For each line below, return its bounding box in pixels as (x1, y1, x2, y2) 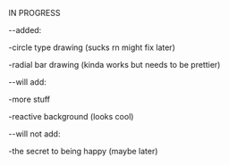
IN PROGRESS (8, 8, 61, 18)
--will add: (8, 77, 47, 87)
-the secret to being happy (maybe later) (8, 146, 158, 156)
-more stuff (8, 94, 51, 104)
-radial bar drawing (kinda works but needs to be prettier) (8, 60, 221, 70)
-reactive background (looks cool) (8, 111, 134, 121)
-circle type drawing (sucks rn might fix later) (8, 42, 175, 53)
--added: (8, 25, 42, 35)
